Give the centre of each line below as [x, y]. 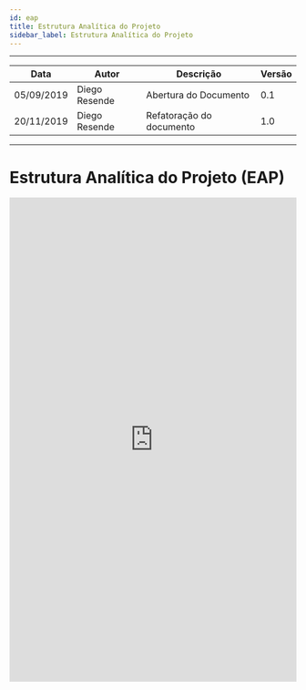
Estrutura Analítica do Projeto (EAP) [147, 177]
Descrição [199, 74]
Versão [276, 74]
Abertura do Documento [198, 95]
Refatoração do [179, 116]
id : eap [24, 18]
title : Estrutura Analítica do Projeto [85, 26]
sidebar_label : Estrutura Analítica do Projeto [102, 35]
